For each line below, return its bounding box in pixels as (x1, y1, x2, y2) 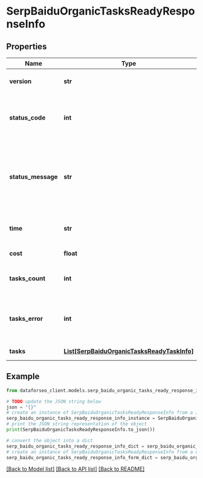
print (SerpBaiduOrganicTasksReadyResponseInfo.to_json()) (6, 426, 155, 433)
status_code (9, 113, 46, 122)
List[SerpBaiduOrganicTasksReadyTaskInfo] (63, 347, 195, 355)
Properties (6, 41, 47, 52)
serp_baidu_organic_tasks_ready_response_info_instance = (6, 416, 155, 422)
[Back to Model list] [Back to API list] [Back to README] (6, 465, 145, 473)
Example (6, 371, 40, 382)
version (9, 77, 32, 86)
